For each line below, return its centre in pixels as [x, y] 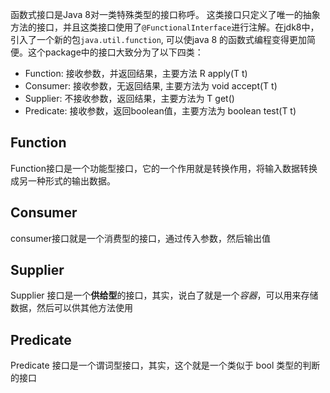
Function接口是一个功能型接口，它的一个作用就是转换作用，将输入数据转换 [164, 168]
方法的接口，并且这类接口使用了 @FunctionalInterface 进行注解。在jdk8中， [165, 27]
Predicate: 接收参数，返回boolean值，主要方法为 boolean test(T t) [160, 111]
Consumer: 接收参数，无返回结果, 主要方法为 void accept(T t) [151, 86]
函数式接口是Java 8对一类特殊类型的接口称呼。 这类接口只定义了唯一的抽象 [165, 14]
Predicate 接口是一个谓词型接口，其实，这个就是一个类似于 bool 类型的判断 [165, 365]
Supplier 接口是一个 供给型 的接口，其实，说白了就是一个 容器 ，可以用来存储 [164, 295]
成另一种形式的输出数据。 [63, 180]
